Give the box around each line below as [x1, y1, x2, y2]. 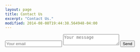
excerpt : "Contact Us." [5, 16, 54, 21]
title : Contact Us [5, 12, 43, 17]
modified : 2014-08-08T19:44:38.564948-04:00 [5, 20, 98, 26]
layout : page [5, 7, 32, 12]
